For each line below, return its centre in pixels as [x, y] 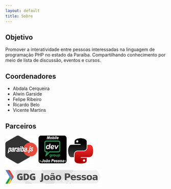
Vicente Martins [29, 110]
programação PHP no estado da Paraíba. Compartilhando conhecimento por [86, 55]
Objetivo [19, 37]
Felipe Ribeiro [27, 100]
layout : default [22, 11]
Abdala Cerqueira [31, 88]
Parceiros [21, 126]
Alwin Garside [27, 94]
